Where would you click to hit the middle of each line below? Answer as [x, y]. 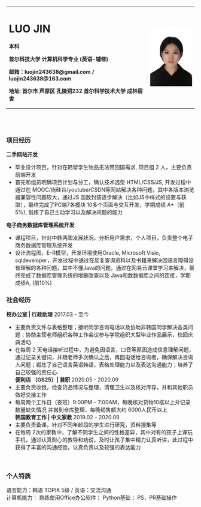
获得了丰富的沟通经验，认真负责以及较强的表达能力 [78, 447]
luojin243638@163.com [40, 78]
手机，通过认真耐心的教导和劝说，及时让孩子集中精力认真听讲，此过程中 [104, 440]
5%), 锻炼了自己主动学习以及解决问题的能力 [68, 212]
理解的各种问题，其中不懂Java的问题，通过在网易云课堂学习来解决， [105, 268]
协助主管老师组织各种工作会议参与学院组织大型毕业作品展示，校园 [107, 335]
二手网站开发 [22, 154]
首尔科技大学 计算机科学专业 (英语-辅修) [59, 59]
